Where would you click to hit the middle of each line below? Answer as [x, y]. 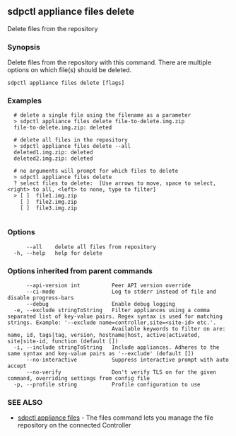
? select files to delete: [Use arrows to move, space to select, [115, 183]
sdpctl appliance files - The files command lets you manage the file [116, 418]
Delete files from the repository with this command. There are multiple [110, 62]
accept [17, 366]
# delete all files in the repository [71, 140]
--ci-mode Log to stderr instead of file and [121, 292]
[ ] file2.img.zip [49, 202]
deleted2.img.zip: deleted [53, 159]
